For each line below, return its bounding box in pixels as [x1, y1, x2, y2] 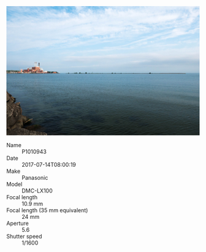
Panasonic [21, 174, 48, 181]
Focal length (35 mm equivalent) [6, 206, 88, 214]
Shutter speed [6, 232, 42, 240]
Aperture [6, 220, 29, 227]
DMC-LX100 [21, 187, 53, 194]
